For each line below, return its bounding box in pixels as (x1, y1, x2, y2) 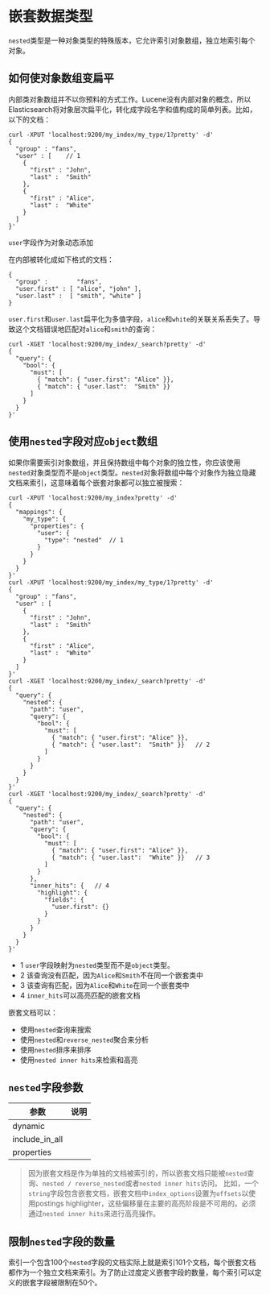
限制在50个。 (57, 1278, 102, 1288)
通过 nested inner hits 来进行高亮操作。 (27, 1209, 161, 1218)
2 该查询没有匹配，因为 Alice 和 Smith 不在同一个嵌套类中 (19, 970, 203, 980)
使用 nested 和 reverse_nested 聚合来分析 (19, 1035, 149, 1044)
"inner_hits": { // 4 (29, 882, 110, 890)
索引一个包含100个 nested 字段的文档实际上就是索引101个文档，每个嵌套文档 (8, 1258, 256, 1268)
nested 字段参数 (8, 1081, 84, 1094)
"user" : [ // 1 (15, 151, 81, 160)
